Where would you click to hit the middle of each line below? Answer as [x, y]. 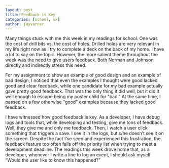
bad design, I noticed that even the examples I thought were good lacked [81, 80]
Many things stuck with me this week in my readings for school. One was [82, 38]
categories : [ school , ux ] [32, 19]
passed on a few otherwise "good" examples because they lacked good [80, 102]
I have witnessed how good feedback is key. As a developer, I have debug [82, 117]
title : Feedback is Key [30, 15]
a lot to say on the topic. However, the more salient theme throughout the [82, 55]
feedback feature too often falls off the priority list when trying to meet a [81, 144]
